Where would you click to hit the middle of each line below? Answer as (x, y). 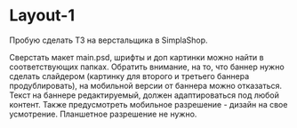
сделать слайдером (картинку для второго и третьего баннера (129, 76)
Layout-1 (42, 16)
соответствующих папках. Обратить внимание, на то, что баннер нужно (147, 67)
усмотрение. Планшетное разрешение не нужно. (103, 114)
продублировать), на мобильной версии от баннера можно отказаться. (146, 85)
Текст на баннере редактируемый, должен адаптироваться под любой (144, 95)
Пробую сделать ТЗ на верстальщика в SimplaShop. (108, 40)
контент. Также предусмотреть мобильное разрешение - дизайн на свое (148, 104)
